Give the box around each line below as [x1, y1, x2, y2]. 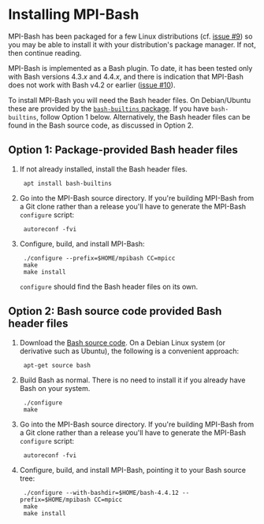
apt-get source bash [23, 361, 91, 369]
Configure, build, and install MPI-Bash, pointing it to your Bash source [19, 465, 247, 474]
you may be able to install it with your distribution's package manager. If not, [8, 39, 256, 49]
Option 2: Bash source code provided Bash [8, 304, 222, 318]
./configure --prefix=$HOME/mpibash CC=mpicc [23, 254, 176, 262]
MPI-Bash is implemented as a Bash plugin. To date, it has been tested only [8, 63, 253, 72]
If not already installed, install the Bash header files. [19, 164, 188, 174]
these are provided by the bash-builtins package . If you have [8, 104, 210, 113]
